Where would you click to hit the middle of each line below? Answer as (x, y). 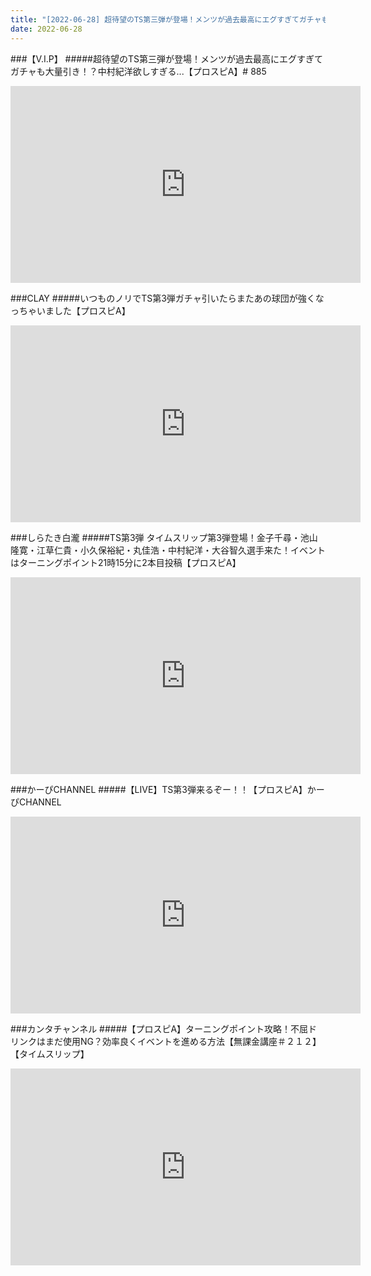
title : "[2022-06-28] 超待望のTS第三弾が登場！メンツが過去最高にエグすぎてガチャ (166, 19)
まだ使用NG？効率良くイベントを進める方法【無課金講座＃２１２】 (183, 1041)
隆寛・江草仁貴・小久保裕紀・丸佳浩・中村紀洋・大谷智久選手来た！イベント (168, 550)
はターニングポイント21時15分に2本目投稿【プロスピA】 (126, 562)
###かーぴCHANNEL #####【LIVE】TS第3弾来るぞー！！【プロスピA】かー (167, 789)
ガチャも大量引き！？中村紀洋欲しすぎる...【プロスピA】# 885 (138, 71)
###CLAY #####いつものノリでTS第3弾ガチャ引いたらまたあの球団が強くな (167, 298)
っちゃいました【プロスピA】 (70, 310)
